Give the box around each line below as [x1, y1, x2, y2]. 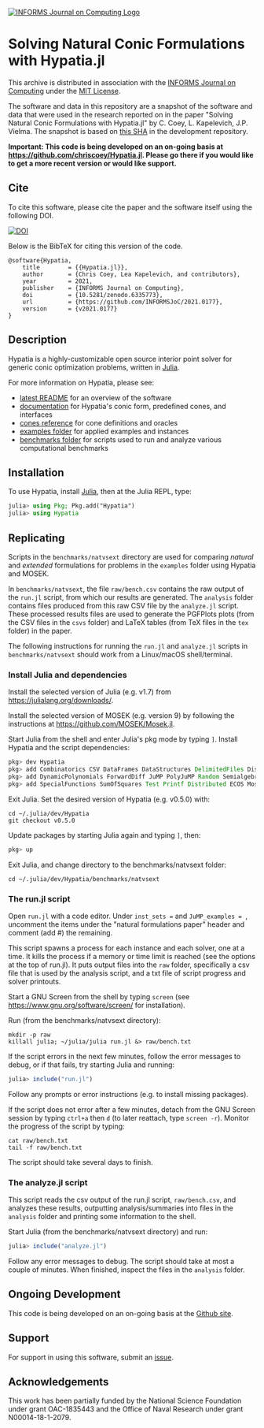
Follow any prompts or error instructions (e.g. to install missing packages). [8, 1089, 249, 1099]
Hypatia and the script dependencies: [8, 743, 130, 753]
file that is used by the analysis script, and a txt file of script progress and [8, 968, 246, 977]
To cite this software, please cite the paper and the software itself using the [8, 202, 253, 212]
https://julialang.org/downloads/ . [8, 696, 114, 705]
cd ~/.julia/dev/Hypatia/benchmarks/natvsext [8, 875, 159, 883]
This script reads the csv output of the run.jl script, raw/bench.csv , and [8, 1195, 236, 1205]
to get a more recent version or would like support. [8, 158, 177, 168]
